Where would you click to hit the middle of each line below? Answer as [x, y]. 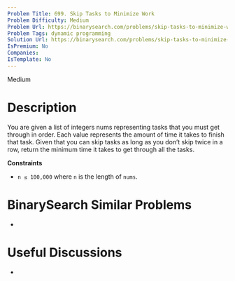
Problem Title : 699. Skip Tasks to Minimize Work [81, 14]
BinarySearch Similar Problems [100, 205]
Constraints [25, 163]
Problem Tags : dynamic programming [59, 33]
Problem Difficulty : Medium [48, 20]
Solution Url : [28, 40]
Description [42, 108]
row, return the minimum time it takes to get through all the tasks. [101, 149]
